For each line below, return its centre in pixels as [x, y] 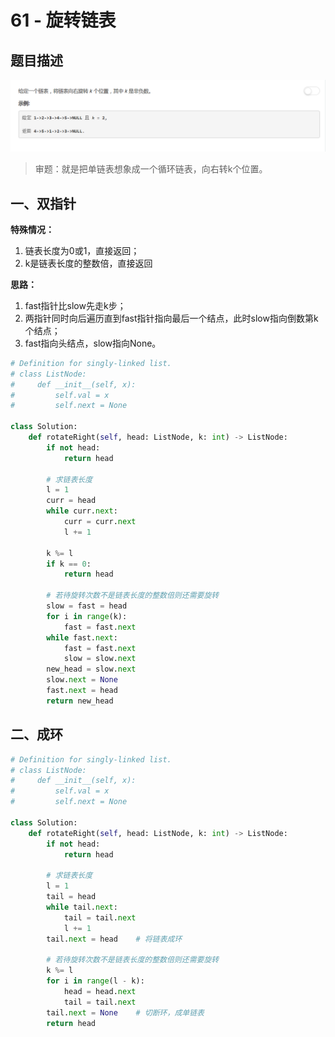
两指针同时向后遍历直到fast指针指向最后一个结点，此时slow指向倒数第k [171, 318]
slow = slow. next [100, 659]
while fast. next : [82, 637]
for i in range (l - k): [95, 981]
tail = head [71, 897]
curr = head [71, 501]
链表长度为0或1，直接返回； [82, 250]
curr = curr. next [100, 522]
